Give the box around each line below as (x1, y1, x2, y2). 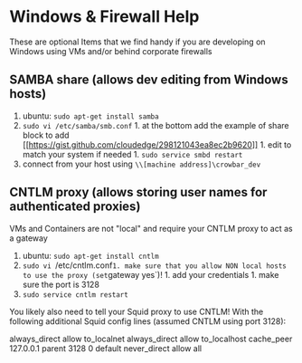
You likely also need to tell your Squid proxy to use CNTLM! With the (9, 306, 264, 317)
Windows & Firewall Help (9, 6, 200, 27)
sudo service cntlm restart (22, 290, 128, 300)
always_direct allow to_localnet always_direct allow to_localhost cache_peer (9, 333, 293, 344)
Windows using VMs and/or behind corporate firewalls (9, 45, 212, 56)
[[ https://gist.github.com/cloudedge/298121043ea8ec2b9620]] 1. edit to (22, 139, 292, 150)
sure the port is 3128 (22, 279, 99, 290)
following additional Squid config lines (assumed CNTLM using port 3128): (9, 315, 287, 327)
